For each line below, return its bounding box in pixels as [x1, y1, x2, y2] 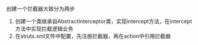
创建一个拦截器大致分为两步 [6, 5, 75, 12]
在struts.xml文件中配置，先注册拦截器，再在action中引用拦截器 [14, 33, 171, 40]
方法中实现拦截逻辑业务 [14, 25, 73, 32]
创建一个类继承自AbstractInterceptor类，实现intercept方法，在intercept [14, 18, 193, 25]
